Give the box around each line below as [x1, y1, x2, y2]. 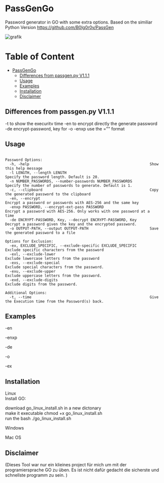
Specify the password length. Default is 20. [5, 175, 99, 179]
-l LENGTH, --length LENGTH [9, 170, 67, 175]
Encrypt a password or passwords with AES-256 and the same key [5, 200, 139, 205]
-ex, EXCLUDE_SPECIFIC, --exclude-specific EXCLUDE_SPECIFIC [9, 243, 137, 248]
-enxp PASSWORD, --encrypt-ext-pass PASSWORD [9, 204, 104, 209]
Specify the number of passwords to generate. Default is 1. [5, 183, 133, 188]
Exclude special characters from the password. [5, 264, 104, 270]
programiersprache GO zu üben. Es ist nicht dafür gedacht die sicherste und [5, 467, 159, 473]
